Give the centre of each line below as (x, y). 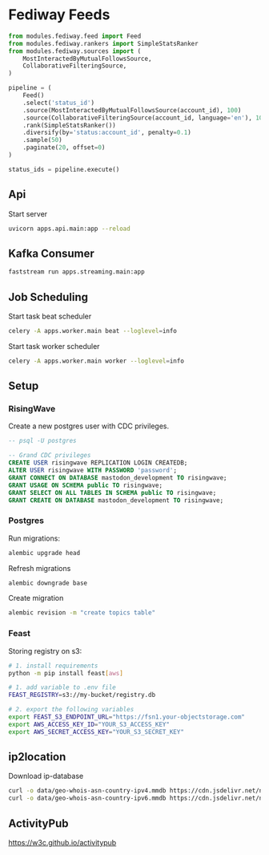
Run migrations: (34, 538)
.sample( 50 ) (42, 140)
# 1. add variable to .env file (62, 687)
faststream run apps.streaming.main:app (77, 272)
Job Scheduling (48, 297)
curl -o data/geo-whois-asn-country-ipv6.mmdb (87, 798)
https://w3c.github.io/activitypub (62, 843)
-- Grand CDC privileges (50, 456)
